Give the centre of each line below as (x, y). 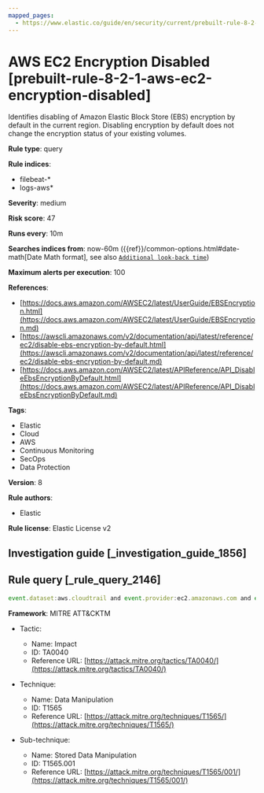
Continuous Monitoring (57, 450)
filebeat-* (35, 180)
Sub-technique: (45, 739)
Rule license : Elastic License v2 (60, 528)
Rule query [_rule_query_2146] (84, 580)
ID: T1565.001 (53, 763)
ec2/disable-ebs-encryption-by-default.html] (93, 345)
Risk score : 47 (32, 218)
